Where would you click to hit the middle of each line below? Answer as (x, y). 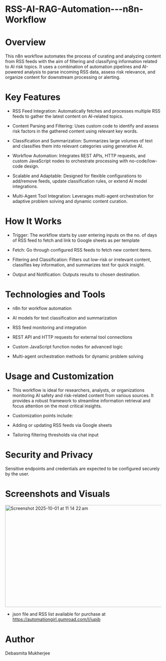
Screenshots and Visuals (58, 494)
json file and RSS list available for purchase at (59, 614)
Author (20, 639)
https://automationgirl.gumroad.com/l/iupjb (56, 619)
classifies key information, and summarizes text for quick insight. (79, 265)
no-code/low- (143, 161)
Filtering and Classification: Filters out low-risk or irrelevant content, (82, 260)
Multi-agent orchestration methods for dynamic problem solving (78, 356)
